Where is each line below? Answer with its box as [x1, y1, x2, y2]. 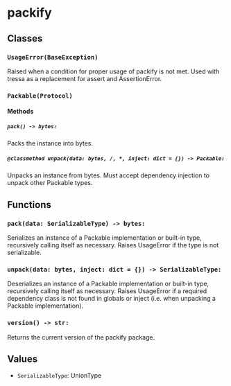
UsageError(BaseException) [7, 53, 99, 61]
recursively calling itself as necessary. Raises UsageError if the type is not [7, 241, 219, 249]
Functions [7, 199, 52, 211]
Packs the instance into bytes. [7, 139, 94, 148]
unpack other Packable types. [7, 179, 93, 187]
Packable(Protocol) [7, 91, 73, 100]
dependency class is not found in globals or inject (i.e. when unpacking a [7, 295, 216, 303]
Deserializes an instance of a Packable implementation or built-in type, [7, 279, 209, 288]
